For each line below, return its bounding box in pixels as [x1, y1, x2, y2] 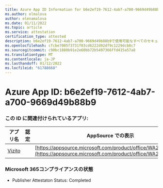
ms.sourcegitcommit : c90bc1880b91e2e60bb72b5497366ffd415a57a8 [5, 47, 136, 52]
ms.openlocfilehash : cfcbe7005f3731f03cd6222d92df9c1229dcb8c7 [5, 43, 136, 48]
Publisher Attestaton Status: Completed [12, 177, 91, 183]
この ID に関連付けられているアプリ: [5, 115, 89, 122]
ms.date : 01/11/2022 [5, 20, 47, 26]
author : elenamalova [5, 16, 47, 21]
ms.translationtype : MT [5, 52, 53, 57]
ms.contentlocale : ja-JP [5, 57, 55, 62]
